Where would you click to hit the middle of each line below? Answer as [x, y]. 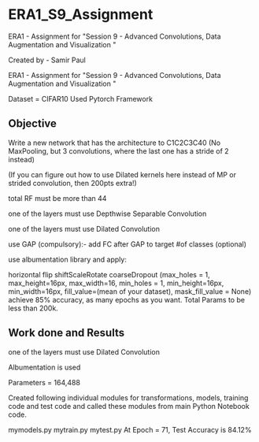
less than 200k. [33, 308]
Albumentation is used [44, 367]
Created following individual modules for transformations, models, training [128, 397]
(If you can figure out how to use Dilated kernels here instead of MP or [122, 174]
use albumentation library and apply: [68, 259]
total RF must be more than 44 [57, 198]
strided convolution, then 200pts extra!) [73, 183]
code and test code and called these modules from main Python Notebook [129, 406]
